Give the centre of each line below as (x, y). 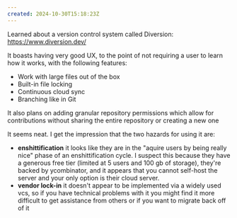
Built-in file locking (45, 84)
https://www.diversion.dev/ (47, 41)
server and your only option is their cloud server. (88, 178)
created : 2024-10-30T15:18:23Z (53, 14)
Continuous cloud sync (51, 91)
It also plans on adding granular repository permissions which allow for (111, 113)
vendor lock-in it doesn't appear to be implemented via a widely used (119, 185)
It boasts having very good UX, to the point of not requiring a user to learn (115, 55)
